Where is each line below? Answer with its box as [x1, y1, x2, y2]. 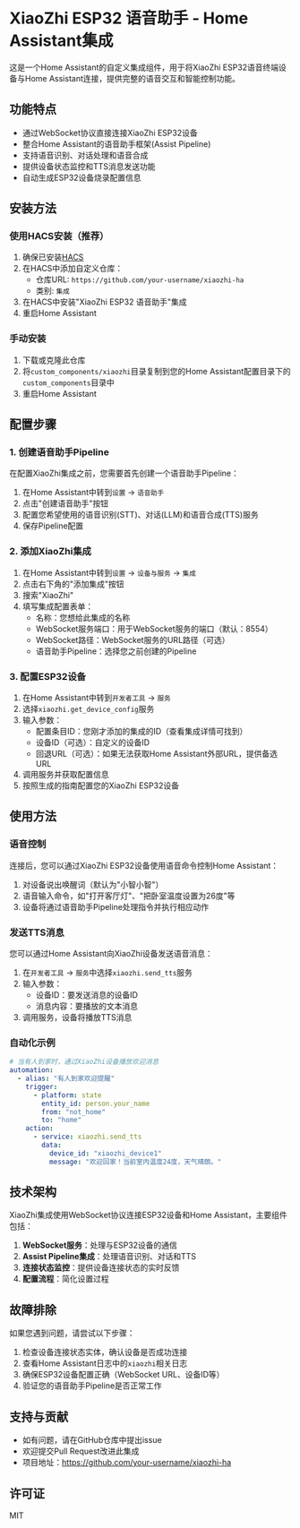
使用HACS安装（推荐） [9, 230, 109, 243]
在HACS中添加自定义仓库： [21, 263, 124, 274]
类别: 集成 [35, 286, 70, 296]
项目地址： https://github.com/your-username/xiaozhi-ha [21, 1457, 232, 1468]
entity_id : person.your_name [41, 1099, 150, 1108]
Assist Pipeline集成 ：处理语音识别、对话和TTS [21, 1251, 197, 1262]
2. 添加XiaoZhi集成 [9, 545, 92, 558]
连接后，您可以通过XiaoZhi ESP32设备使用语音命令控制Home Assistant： [9, 860, 279, 871]
